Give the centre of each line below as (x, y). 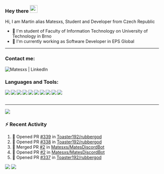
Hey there (17, 11)
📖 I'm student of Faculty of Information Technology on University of (80, 31)
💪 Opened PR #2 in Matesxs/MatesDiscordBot (58, 152)
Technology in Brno (32, 36)
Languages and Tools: (32, 82)
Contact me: (20, 58)
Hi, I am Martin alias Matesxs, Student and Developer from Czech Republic (80, 21)
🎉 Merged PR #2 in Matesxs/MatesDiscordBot (58, 147)
